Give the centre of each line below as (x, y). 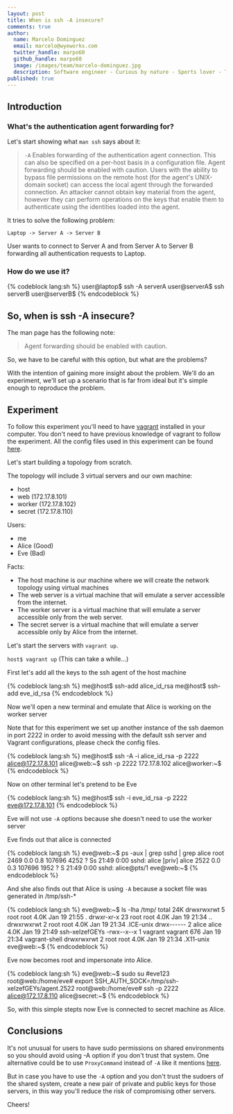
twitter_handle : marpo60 (49, 53)
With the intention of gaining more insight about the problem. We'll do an (111, 373)
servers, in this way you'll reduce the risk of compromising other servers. (112, 1091)
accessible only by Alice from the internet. (78, 631)
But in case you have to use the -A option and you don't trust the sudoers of (115, 1076)
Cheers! (18, 1104)
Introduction (35, 106)
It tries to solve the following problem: (61, 221)
